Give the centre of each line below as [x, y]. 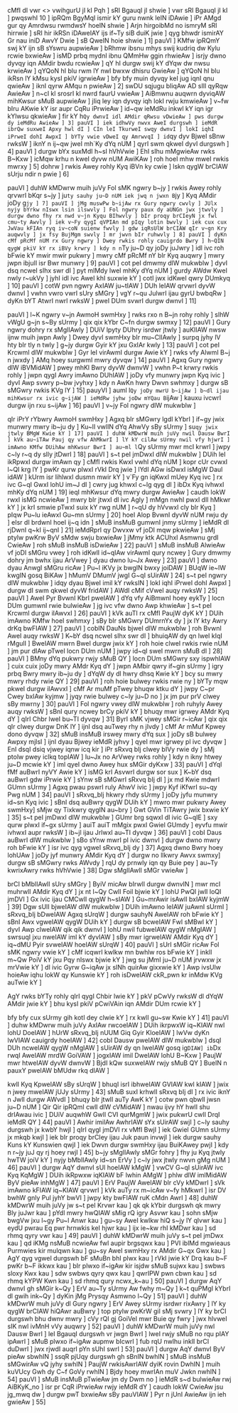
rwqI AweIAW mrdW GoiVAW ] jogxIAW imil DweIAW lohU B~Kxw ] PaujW [115, 1055]
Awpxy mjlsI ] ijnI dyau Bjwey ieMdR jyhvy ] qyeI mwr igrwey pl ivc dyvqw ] [117, 742]
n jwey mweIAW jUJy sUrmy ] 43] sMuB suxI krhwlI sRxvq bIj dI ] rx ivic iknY [119, 1092]
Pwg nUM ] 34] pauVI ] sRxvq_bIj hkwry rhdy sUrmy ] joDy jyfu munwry [113, 794]
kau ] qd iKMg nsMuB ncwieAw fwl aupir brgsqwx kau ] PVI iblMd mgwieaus [119, 1243]
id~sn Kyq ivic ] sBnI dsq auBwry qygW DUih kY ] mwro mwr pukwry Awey [117, 802]
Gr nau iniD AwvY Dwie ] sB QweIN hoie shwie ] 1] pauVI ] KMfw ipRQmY [114, 41]
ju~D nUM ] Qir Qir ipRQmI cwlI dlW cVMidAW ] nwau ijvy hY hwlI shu [109, 1107]
